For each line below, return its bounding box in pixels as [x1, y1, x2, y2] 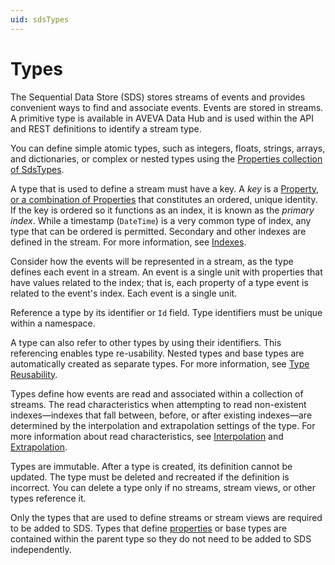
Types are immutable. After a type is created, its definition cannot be [10, 460, 293, 472]
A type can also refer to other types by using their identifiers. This [10, 336, 282, 348]
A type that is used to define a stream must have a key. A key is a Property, [10, 182, 320, 195]
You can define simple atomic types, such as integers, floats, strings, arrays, [10, 142, 326, 154]
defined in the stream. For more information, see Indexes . [10, 236, 247, 248]
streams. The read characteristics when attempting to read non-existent [10, 398, 307, 410]
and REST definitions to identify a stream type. [10, 122, 202, 135]
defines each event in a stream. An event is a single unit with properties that [10, 266, 323, 278]
